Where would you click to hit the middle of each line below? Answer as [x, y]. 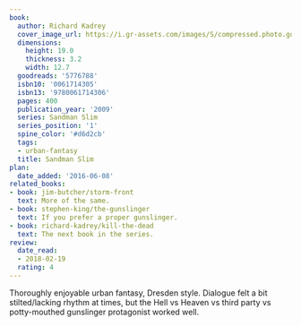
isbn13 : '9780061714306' [64, 92]
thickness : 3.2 [54, 59]
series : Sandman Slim [58, 117]
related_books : [38, 184]
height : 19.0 [50, 51]
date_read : [38, 251]
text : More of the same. [64, 201]
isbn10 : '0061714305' [58, 84]
